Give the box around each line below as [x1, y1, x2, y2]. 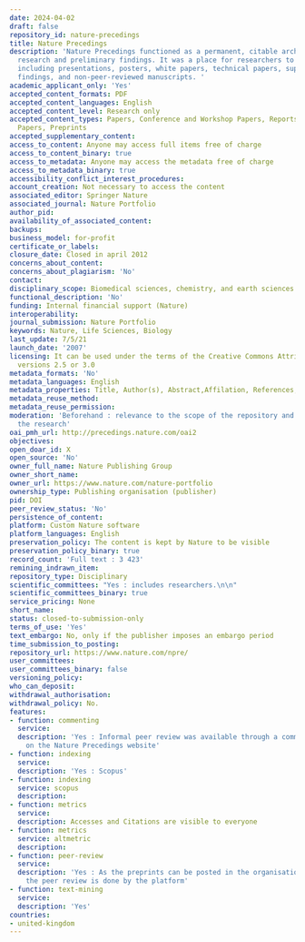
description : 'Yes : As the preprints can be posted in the [17, 868, 250, 877]
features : [9, 707, 47, 716]
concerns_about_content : [9, 258, 103, 268]
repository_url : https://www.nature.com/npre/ [9, 648, 189, 657]
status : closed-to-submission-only [9, 614, 144, 623]
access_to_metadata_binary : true [9, 166, 136, 175]
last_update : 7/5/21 [9, 335, 88, 344]
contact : [9, 276, 43, 285]
